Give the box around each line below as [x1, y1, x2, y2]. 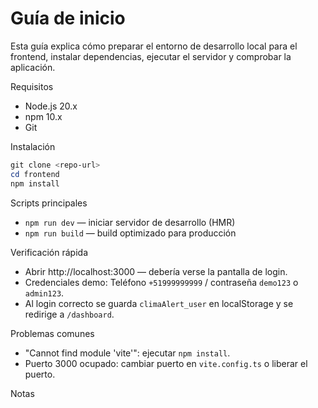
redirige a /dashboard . [24, 308, 115, 320]
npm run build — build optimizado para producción [24, 227, 237, 239]
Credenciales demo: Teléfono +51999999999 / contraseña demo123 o [24, 276, 299, 288]
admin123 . [24, 287, 65, 299]
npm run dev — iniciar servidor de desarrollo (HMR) [24, 216, 236, 228]
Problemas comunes [10, 327, 95, 339]
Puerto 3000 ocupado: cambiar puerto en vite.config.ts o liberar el [24, 357, 308, 369]
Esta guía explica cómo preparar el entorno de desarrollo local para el [10, 40, 298, 52]
